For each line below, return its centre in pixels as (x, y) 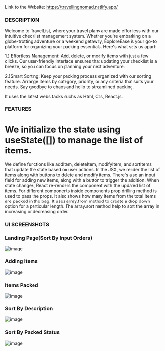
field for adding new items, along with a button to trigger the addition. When (82, 180)
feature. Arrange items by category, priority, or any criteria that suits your (79, 82)
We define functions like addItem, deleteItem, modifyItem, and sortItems (78, 164)
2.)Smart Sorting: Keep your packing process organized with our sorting (78, 76)
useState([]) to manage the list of (74, 140)
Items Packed (22, 285)
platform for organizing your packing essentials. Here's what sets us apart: (81, 47)
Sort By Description (29, 308)
